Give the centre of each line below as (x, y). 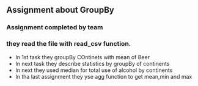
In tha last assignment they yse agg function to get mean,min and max (104, 76)
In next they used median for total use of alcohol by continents (94, 70)
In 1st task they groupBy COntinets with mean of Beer (82, 57)
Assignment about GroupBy (60, 10)
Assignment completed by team (55, 27)
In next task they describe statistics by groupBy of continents (92, 63)
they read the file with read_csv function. (69, 44)
